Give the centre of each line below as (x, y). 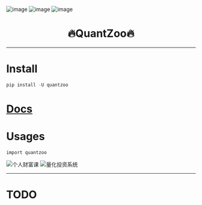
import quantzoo (26, 152)
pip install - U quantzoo (37, 85)
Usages (26, 137)
